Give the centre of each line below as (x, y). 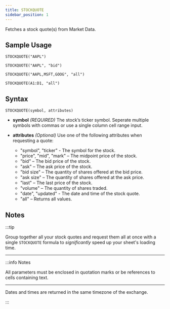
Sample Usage (29, 45)
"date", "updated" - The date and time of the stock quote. (80, 194)
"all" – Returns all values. (46, 199)
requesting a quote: (33, 141)
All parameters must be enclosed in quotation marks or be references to (80, 272)
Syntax (17, 99)
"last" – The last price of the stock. (56, 183)
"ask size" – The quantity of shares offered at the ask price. (82, 178)
